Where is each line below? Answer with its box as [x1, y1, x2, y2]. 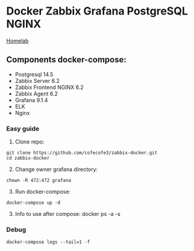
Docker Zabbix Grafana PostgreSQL [6, 4, 189, 18]
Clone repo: [14, 138, 45, 146]
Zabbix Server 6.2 [14, 77, 60, 84]
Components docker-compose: [6, 54, 127, 65]
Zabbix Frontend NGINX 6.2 [14, 83, 84, 91]
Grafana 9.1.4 [14, 96, 48, 103]
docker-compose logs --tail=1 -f [6, 239, 90, 246]
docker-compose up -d [6, 200, 61, 206]
